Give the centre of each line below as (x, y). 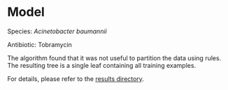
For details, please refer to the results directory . (76, 79)
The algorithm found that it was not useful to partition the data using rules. (114, 58)
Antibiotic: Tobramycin (40, 44)
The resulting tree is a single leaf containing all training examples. (102, 65)
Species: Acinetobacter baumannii (57, 31)
